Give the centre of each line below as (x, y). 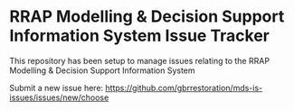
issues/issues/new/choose (59, 97)
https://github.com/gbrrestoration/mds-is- (184, 88)
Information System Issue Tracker (139, 36)
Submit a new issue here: (57, 88)
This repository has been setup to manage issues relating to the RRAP (139, 60)
